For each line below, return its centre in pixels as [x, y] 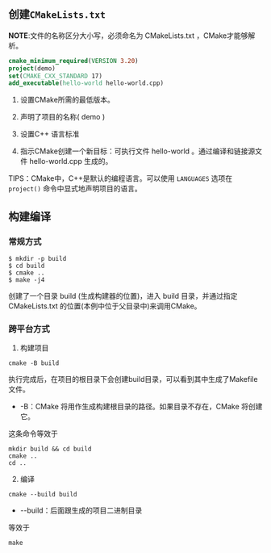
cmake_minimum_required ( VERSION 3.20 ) [73, 61]
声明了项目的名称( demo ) [63, 117]
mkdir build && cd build [50, 449]
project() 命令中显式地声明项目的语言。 [75, 189]
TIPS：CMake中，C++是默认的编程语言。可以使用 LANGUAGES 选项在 [121, 178]
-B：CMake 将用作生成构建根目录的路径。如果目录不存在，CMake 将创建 [141, 407]
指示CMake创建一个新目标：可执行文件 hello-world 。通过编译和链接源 [138, 151]
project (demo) [32, 68]
